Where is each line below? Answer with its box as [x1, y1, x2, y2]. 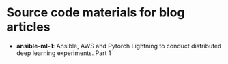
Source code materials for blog [6, 5, 185, 20]
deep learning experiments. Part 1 [16, 49, 111, 57]
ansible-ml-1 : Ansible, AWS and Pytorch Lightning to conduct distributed [16, 42, 222, 50]
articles [6, 19, 51, 35]
